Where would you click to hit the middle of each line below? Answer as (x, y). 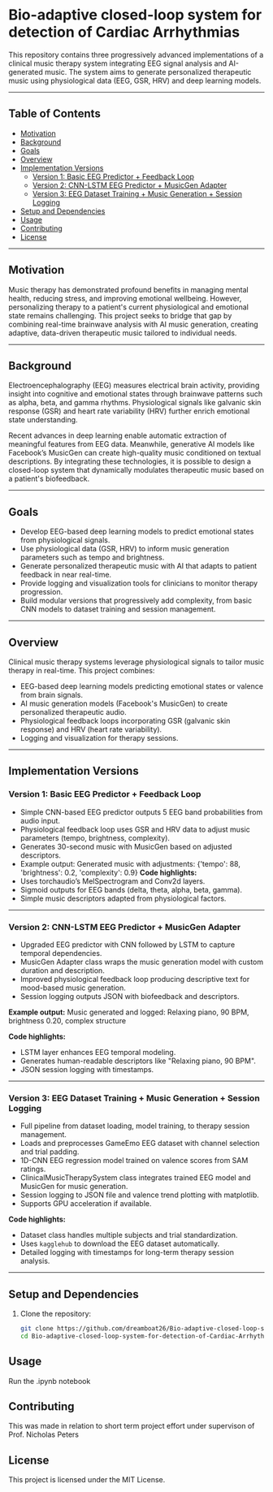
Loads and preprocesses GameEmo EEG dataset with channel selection (140, 1144)
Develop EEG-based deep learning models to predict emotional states (137, 532)
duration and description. (63, 970)
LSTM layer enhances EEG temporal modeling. (98, 1052)
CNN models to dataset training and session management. (118, 609)
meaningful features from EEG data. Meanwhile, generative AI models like (132, 444)
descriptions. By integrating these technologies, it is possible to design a (130, 461)
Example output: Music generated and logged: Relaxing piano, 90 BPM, (129, 1012)
